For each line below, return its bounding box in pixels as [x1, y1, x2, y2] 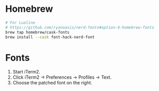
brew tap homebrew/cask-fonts [5, 29, 70, 35]
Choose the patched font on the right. [12, 80, 93, 86]
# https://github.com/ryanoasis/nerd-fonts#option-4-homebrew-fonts [5, 25, 154, 30]
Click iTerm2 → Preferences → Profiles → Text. [12, 74, 112, 80]
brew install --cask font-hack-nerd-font [5, 34, 95, 40]
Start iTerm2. [12, 69, 41, 75]
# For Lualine [5, 20, 36, 25]
